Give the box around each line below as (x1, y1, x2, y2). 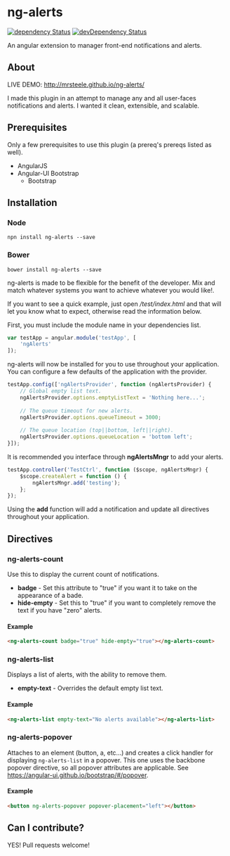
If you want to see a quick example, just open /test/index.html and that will (7, 300, 222, 308)
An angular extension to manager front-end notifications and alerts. (7, 41, 202, 49)
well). (7, 148, 23, 156)
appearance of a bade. (17, 591, 84, 599)
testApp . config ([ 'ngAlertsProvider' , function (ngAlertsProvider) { (7, 381, 212, 388)
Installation (7, 196, 57, 208)
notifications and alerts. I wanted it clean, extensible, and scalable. (7, 101, 200, 110)
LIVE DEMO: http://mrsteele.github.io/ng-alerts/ (7, 80, 145, 89)
